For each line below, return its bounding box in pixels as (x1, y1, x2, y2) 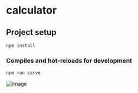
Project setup (6, 27, 57, 37)
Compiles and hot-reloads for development (6, 56, 133, 65)
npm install (6, 43, 35, 49)
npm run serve (6, 70, 41, 76)
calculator (6, 4, 57, 17)
